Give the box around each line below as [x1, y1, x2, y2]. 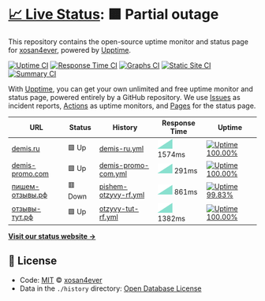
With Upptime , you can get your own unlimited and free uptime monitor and [8, 84, 254, 94]
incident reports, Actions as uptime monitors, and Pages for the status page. [8, 101, 256, 110]
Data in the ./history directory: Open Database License [19, 284, 202, 293]
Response [161, 118, 196, 128]
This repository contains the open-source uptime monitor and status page [8, 36, 248, 46]
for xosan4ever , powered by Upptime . [8, 45, 132, 54]
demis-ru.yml [99, 144, 144, 154]
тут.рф [11, 213, 34, 222]
